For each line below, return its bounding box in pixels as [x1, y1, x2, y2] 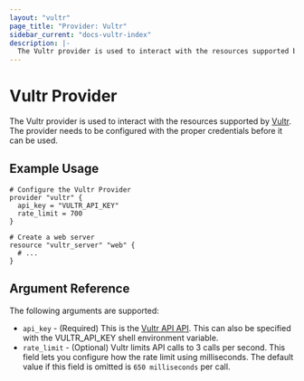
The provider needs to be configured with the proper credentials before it [9, 126, 283, 137]
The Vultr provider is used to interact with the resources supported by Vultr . [9, 116, 292, 127]
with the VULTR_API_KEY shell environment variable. [22, 332, 219, 343]
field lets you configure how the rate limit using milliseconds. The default [22, 351, 294, 362]
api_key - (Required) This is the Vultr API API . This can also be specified [22, 322, 291, 333]
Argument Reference [9, 281, 130, 297]
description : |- [9, 38, 71, 48]
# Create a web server [9, 233, 95, 242]
